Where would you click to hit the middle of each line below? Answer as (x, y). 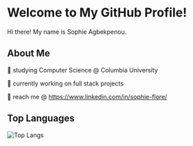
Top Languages (41, 118)
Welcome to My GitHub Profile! (97, 13)
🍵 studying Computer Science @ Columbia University (82, 70)
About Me (29, 53)
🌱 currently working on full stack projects (65, 83)
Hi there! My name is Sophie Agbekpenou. (67, 32)
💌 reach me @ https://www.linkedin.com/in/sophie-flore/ (87, 96)
